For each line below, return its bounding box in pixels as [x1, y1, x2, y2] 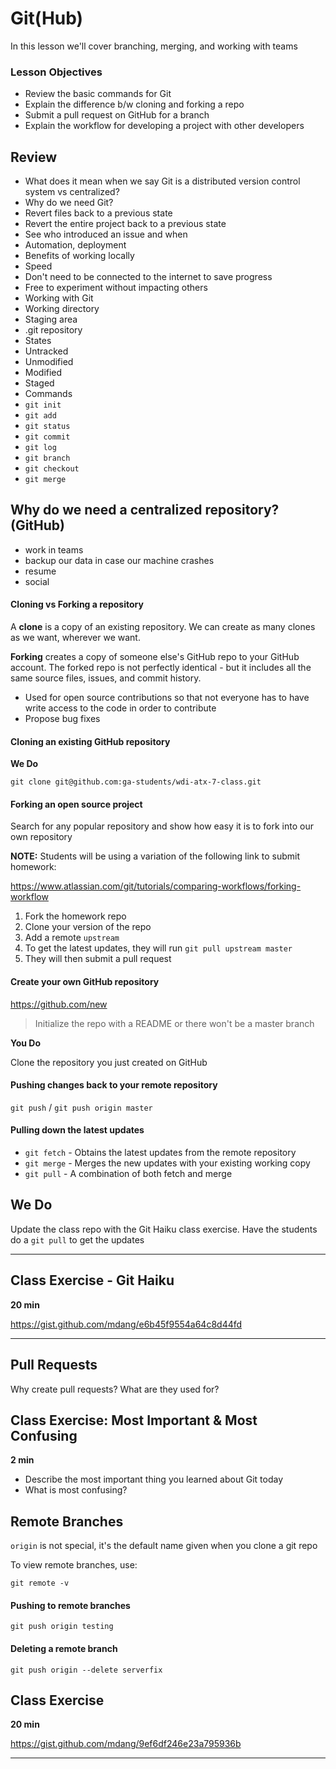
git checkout [24, 464, 80, 474]
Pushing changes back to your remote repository [10, 1079, 218, 1091]
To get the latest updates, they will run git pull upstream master [24, 942, 293, 954]
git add [24, 411, 57, 421]
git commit [24, 432, 71, 442]
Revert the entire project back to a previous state [24, 218, 227, 230]
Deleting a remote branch [10, 1642, 118, 1654]
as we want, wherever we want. [10, 632, 141, 644]
